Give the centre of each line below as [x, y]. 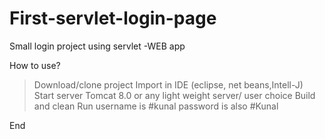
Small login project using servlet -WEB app [97, 46]
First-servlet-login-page [113, 18]
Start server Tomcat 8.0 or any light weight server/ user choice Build [174, 95]
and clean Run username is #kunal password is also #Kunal [156, 106]
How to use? [35, 65]
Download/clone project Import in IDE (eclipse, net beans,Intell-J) [168, 84]
